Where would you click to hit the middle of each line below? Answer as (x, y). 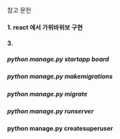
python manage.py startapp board (58, 59)
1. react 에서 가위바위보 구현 (45, 27)
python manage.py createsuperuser (60, 129)
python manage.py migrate (47, 94)
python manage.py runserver (51, 111)
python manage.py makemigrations (60, 76)
